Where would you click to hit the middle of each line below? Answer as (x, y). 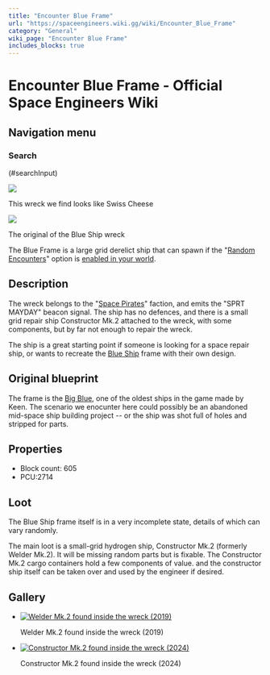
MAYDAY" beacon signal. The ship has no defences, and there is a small (128, 312)
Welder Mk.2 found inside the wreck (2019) (91, 632)
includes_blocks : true (46, 46)
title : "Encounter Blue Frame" (61, 16)
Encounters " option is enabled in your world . (82, 258)
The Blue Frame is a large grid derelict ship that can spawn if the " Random (132, 250)
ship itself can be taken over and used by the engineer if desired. (116, 572)
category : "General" (43, 31)
